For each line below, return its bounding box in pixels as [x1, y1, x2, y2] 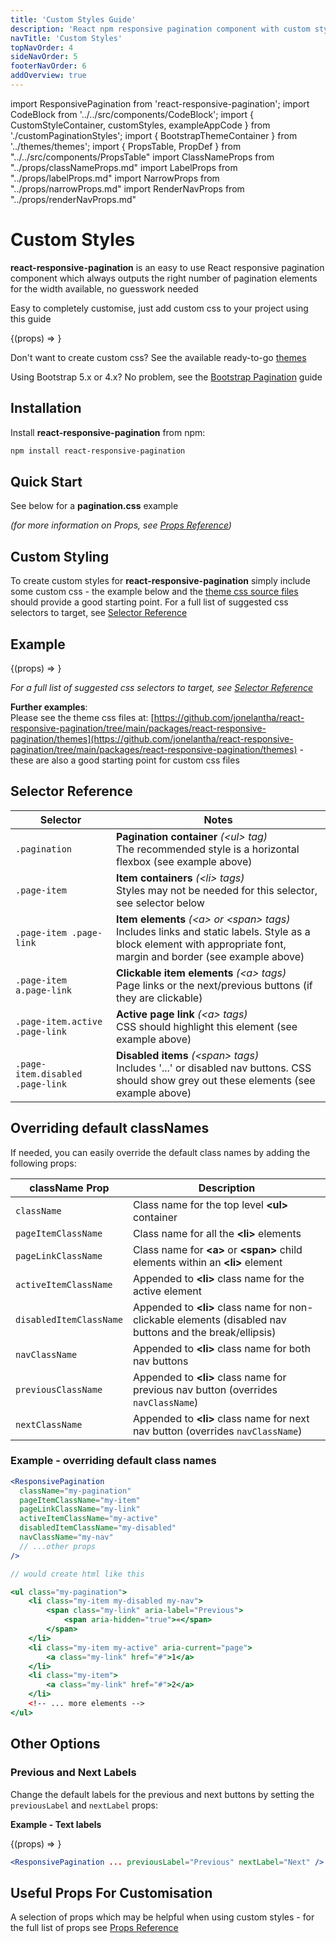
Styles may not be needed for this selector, [116, 883, 318, 897]
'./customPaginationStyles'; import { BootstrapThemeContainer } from [10, 129, 298, 141]
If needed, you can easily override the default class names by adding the [10, 1146, 311, 1158]
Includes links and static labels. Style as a [116, 924, 311, 938]
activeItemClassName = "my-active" [19, 1514, 159, 1524]
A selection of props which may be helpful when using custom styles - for [10, 1911, 315, 1923]
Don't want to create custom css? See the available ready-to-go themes [10, 351, 307, 363]
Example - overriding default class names [10, 1454, 217, 1468]
